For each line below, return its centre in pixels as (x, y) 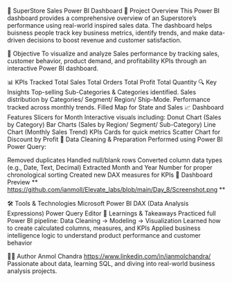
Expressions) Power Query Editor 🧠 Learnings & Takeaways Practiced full (111, 213)
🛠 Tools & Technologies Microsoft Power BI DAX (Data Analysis (98, 203)
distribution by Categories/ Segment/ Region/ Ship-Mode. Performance (109, 99)
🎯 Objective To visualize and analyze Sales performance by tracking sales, (113, 53)
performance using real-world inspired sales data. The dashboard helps (110, 25)
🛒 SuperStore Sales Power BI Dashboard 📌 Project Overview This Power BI (114, 11)
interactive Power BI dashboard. (53, 68)
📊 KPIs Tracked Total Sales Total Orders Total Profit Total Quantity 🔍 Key (112, 82)
